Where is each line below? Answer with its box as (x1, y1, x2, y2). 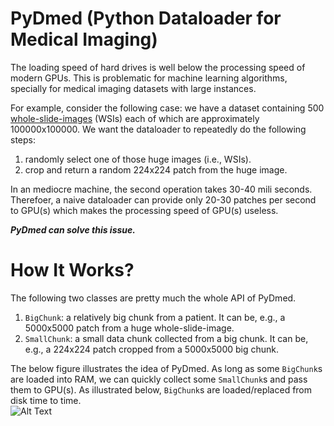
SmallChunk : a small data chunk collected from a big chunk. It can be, (24, 332, 309, 344)
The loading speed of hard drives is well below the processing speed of (10, 61, 306, 73)
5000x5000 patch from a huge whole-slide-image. (24, 322, 235, 334)
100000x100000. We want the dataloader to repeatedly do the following (10, 123, 307, 135)
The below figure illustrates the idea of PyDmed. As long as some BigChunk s (10, 362, 323, 374)
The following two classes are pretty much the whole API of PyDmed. (10, 292, 297, 304)
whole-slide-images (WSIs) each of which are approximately (10, 112, 260, 124)
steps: (10, 133, 36, 146)
